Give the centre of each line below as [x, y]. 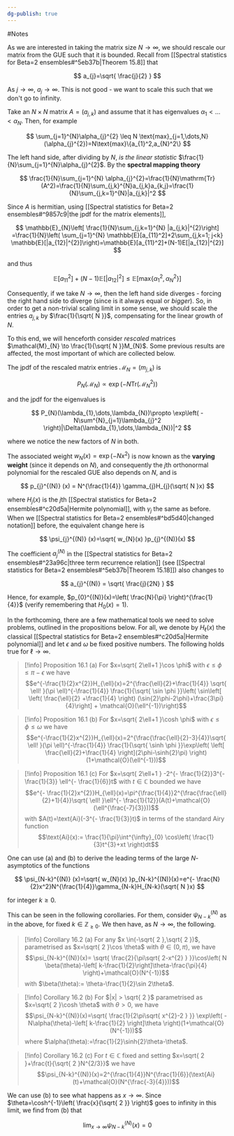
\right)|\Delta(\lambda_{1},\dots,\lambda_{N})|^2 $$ [117, 427]
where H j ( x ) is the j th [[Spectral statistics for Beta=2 [82, 500]
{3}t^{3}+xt [109, 844]
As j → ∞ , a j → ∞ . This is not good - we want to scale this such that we [110, 90]
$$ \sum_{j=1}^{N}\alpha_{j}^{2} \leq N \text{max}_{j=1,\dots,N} [117, 137]
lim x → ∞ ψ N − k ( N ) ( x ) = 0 [117, 1125]
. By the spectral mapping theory [152, 165]
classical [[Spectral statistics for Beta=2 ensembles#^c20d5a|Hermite [108, 636]
